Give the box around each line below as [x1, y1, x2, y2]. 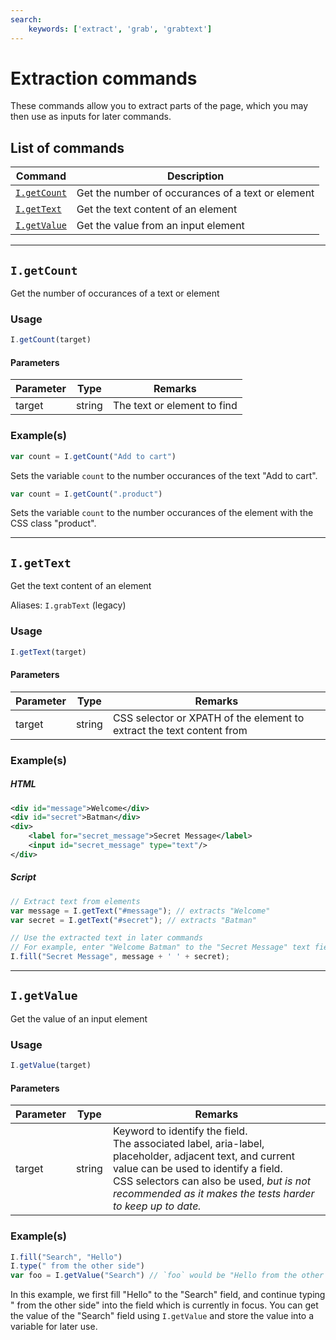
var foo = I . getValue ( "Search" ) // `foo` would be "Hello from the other [10, 1271, 325, 1281]
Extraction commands [10, 67, 198, 90]
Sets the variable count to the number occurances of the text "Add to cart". [10, 469, 318, 481]
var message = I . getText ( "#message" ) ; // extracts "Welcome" [10, 906, 271, 916]
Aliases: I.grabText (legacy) [10, 599, 127, 611]
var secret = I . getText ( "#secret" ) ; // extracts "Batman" [10, 915, 257, 925]
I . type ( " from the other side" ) [10, 1261, 145, 1271]
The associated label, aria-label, [112, 1137, 265, 1151]
